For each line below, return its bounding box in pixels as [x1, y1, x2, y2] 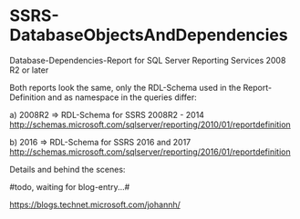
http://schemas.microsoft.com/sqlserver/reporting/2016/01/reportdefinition [9, 146, 291, 157]
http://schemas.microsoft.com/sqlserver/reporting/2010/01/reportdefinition [9, 119, 292, 130]
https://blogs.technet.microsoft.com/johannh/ [9, 199, 181, 210]
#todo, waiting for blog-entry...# [9, 181, 130, 192]
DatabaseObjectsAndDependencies [9, 25, 289, 45]
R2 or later [9, 65, 49, 75]
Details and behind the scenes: [9, 164, 126, 174]
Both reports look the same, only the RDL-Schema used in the [9, 82, 242, 93]
